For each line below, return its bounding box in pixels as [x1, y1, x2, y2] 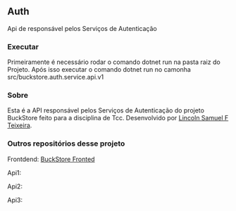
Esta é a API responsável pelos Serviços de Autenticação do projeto [7, 106, 204, 115]
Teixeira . [7, 121, 32, 129]
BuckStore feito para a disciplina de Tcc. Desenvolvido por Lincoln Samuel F [7, 114, 229, 122]
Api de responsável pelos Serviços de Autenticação [7, 24, 157, 32]
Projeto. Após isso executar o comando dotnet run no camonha [7, 65, 192, 74]
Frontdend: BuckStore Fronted [7, 155, 95, 163]
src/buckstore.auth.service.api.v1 [7, 73, 104, 82]
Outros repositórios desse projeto [7, 139, 125, 148]
